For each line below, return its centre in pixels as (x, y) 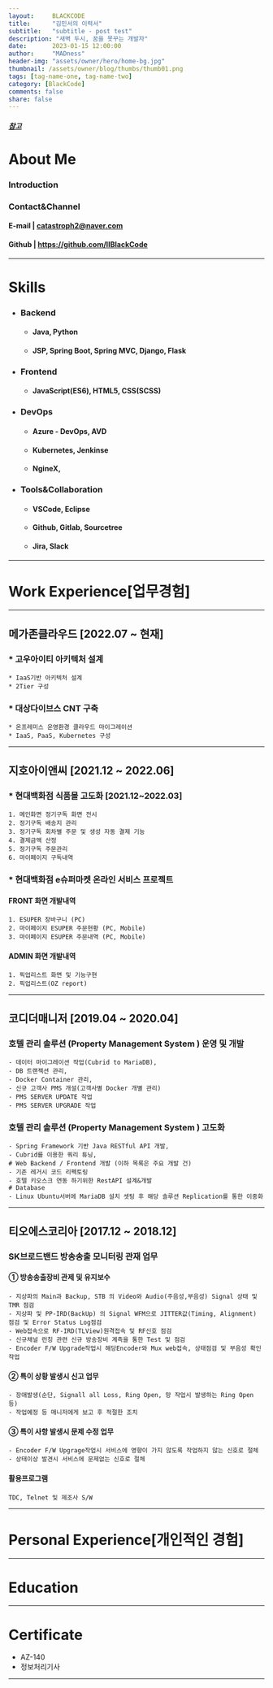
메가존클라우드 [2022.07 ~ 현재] (86, 634)
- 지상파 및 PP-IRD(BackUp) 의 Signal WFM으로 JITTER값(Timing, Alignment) (133, 1313)
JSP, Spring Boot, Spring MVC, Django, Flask (109, 350)
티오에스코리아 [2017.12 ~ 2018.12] (93, 1231)
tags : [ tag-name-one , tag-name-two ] (70, 76)
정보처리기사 (40, 1667)
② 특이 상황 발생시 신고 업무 (54, 1376)
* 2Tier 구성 (29, 687)
